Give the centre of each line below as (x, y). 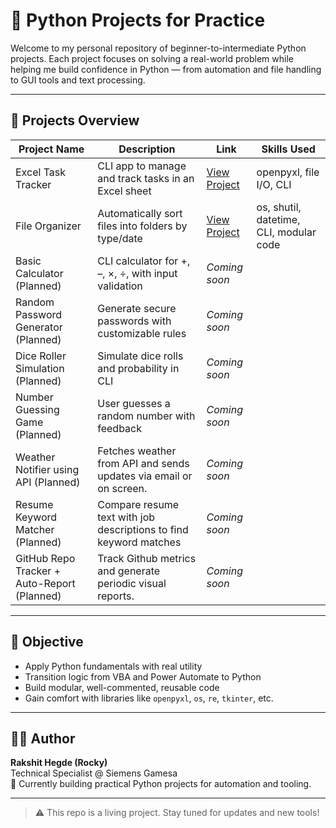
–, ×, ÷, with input (137, 273)
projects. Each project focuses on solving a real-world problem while (152, 58)
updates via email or (145, 476)
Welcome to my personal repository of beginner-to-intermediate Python (158, 48)
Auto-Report (45, 583)
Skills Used (288, 149)
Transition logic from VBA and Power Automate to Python (143, 676)
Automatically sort (140, 213)
